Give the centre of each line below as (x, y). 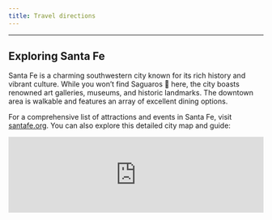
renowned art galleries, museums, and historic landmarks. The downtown (131, 93)
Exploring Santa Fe (57, 56)
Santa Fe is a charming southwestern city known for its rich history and (127, 76)
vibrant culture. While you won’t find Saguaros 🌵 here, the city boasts (124, 84)
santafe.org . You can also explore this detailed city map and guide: (119, 125)
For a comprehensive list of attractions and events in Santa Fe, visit (120, 117)
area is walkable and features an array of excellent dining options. (118, 101)
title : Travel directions (52, 16)
